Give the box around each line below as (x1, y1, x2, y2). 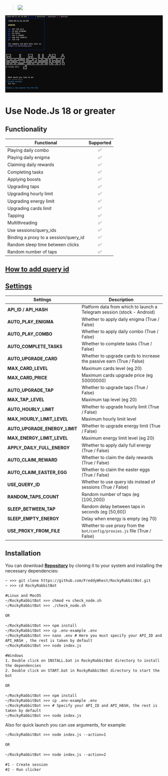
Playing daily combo (7, 147, 49, 153)
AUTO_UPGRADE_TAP (7, 387, 54, 393)
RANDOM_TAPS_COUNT (7, 494, 59, 500)
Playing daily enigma (7, 154, 50, 160)
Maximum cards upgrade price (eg (81, 372, 153, 378)
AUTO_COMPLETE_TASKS (7, 343, 62, 349)
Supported (88, 140, 111, 146)
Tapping (7, 212, 24, 218)
